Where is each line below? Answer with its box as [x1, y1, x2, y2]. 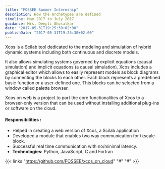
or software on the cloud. [5, 105, 57, 111]
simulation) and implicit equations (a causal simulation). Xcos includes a [5, 64, 152, 70]
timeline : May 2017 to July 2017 [5, 16, 74, 21]
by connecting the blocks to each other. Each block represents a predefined [5, 75, 161, 80]
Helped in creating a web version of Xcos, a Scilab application [12, 127, 139, 134]
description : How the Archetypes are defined [5, 12, 101, 17]
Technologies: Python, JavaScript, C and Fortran [12, 149, 113, 155]
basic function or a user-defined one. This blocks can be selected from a [5, 80, 155, 86]
